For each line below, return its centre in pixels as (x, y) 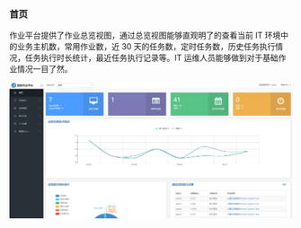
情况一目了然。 (44, 69)
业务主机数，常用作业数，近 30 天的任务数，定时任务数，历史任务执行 (146, 47)
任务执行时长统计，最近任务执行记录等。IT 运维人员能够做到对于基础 (151, 58)
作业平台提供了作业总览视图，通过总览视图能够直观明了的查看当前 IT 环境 (145, 35)
